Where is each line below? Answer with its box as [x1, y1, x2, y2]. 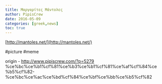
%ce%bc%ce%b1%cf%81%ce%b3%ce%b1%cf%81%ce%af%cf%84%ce [5, 64, 157, 70]
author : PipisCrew [5, 12, 43, 17]
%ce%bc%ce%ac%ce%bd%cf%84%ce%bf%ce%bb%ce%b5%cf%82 [5, 74, 152, 80]
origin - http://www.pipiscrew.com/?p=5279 [5, 58, 94, 64]
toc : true [5, 26, 26, 31]
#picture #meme [5, 49, 39, 55]
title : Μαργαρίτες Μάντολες [5, 7, 63, 12]
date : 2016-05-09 [5, 16, 41, 21]
